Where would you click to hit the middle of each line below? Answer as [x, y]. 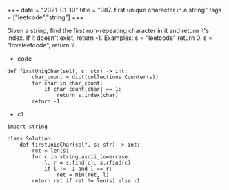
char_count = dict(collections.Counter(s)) [95, 77]
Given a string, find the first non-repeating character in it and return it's [108, 31]
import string [28, 127]
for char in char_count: [68, 83]
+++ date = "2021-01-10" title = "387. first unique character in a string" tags [114, 10]
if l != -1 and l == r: [78, 169]
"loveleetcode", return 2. [42, 45]
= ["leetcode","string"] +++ [46, 17]
